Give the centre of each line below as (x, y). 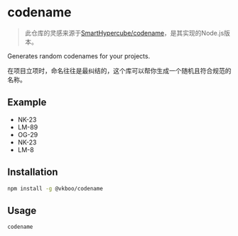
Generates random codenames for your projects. (79, 56)
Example (27, 103)
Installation (33, 172)
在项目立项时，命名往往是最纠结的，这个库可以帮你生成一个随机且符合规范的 (119, 70)
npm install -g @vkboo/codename (55, 188)
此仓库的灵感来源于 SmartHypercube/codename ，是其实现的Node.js (124, 33)
